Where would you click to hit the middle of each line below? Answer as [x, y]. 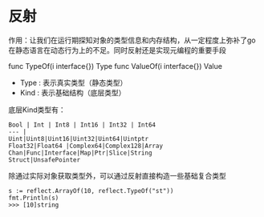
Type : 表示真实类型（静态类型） [73, 82]
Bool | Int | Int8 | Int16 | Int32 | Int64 [82, 125]
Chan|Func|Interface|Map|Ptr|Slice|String [80, 153]
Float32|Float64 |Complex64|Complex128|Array [85, 146]
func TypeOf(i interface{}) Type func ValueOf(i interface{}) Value [116, 66]
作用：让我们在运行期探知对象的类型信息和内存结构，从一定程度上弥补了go [132, 40]
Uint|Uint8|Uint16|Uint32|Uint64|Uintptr [79, 139]
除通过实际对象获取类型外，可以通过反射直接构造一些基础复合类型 [117, 175]
